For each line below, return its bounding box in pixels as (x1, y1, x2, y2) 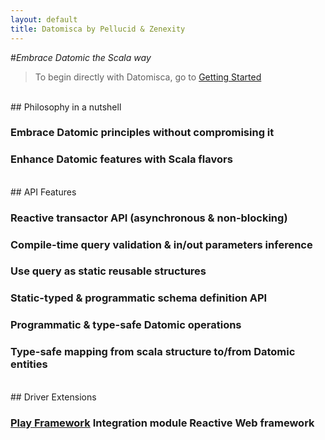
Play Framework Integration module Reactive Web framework (10, 416, 315, 430)
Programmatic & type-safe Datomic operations (10, 318, 242, 332)
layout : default (10, 14, 78, 25)
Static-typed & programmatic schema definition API (10, 291, 268, 305)
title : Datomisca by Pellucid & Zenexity (10, 24, 186, 34)
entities (10, 357, 48, 371)
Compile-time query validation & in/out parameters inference (10, 237, 313, 251)
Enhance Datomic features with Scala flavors (10, 152, 233, 166)
